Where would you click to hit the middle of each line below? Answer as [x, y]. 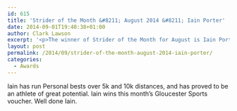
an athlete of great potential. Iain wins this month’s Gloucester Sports [108, 93]
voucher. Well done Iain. [42, 101]
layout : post [26, 46]
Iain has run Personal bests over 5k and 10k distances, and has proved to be [118, 86]
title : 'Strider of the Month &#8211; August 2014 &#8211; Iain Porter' [116, 20]
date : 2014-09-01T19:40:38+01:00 [56, 27]
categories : [25, 60]
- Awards [26, 66]
